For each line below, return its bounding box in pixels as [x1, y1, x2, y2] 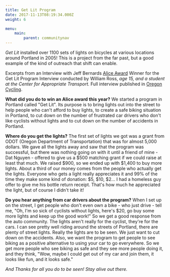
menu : [5, 26, 17, 31]
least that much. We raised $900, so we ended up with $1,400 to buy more [5, 160, 162, 166]
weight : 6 [5, 17, 26, 22]
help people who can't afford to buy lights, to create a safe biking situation [5, 107, 161, 113]
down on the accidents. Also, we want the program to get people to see [5, 235, 155, 240]
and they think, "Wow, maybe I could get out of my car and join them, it [5, 251, 154, 257]
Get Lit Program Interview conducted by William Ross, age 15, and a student [5, 76, 165, 81]
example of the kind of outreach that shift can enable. [5, 60, 118, 66]
